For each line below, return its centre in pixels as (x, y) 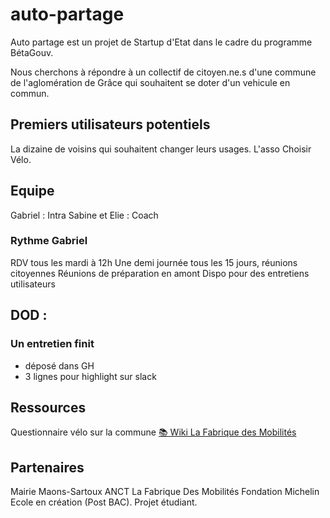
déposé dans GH (59, 365)
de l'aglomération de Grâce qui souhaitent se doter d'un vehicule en (150, 82)
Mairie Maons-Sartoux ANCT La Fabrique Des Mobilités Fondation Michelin (165, 492)
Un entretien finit (52, 344)
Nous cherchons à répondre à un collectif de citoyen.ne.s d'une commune (163, 72)
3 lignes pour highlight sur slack (90, 376)
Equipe (32, 191)
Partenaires (47, 467)
